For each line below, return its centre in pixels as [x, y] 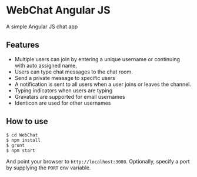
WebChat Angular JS [58, 10]
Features [23, 45]
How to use [27, 121]
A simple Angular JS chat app [42, 26]
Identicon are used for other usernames [63, 103]
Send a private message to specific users [65, 78]
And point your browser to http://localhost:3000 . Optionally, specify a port [98, 161]
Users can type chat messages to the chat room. [74, 72]
